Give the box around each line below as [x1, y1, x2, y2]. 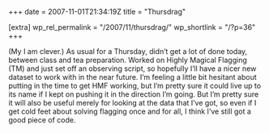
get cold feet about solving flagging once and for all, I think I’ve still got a [8, 106, 251, 116]
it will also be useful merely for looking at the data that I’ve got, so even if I [8, 98, 257, 107]
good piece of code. [8, 115, 76, 124]
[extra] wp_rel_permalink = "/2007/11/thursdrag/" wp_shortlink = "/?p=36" [8, 23, 256, 31]
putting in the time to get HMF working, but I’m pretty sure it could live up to [8, 81, 262, 90]
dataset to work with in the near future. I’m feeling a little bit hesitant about [8, 73, 257, 81]
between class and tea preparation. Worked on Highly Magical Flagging [8, 56, 247, 64]
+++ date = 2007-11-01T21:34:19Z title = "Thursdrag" [8, 7, 186, 16]
